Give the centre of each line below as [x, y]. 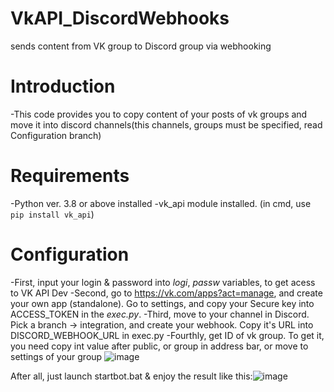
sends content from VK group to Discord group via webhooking [141, 46]
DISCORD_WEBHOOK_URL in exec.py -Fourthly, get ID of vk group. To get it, [167, 335]
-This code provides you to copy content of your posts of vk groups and [159, 114]
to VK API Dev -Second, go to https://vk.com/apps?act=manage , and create [166, 293]
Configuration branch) [56, 135]
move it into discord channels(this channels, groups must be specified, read [166, 124]
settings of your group [56, 356]
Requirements [70, 176]
